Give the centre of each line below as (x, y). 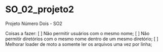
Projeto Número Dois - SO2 (34, 23)
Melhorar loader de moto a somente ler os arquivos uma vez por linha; (79, 44)
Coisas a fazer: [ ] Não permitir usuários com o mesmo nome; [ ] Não (77, 33)
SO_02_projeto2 (40, 9)
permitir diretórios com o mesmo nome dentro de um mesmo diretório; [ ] (82, 39)
